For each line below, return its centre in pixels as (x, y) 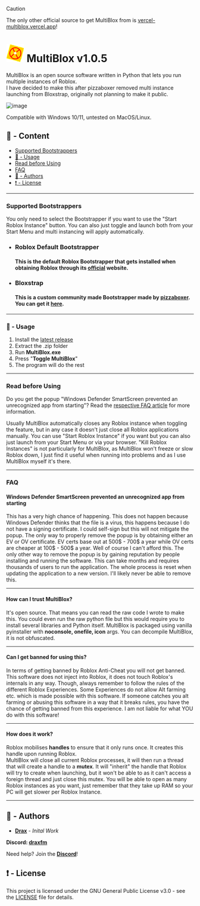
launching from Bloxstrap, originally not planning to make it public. (87, 94)
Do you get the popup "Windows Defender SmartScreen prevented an (92, 399)
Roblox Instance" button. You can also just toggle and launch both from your (100, 225)
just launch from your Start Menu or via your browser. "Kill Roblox (87, 442)
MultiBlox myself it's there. (39, 461)
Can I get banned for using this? (46, 657)
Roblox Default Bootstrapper (57, 247)
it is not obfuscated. (31, 638)
